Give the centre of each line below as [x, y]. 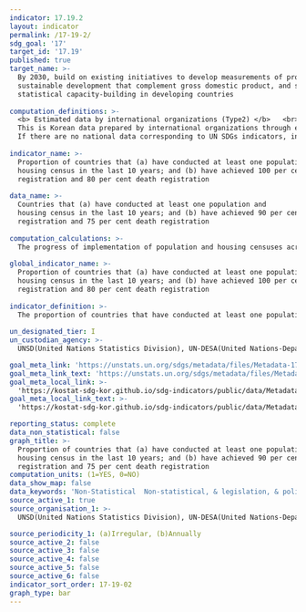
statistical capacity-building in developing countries [126, 94]
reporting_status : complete [63, 424]
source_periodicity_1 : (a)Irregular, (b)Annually [106, 534]
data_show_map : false [51, 483]
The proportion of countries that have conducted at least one [140, 315]
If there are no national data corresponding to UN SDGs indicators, [152, 137]
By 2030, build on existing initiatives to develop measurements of [150, 78]
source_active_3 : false [55, 551]
